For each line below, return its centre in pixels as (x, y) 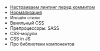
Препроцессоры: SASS (34, 28)
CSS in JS (20, 39)
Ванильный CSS (27, 23)
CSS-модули (23, 33)
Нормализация (26, 12)
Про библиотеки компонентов (42, 44)
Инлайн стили (25, 18)
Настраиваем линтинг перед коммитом (52, 7)
